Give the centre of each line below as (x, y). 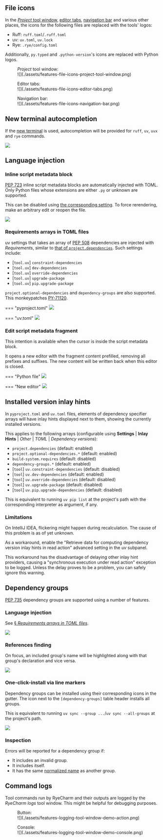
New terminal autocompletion (51, 119)
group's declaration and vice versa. (41, 661)
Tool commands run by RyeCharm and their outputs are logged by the (75, 798)
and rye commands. (25, 136)
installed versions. (23, 424)
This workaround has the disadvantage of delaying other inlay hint (71, 557)
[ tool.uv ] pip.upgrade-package (43, 283)
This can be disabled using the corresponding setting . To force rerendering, (81, 205)
